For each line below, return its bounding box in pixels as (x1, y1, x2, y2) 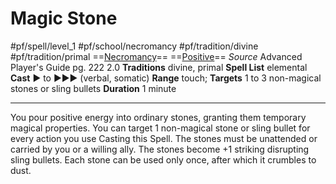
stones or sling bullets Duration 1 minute (10, 82, 177, 94)
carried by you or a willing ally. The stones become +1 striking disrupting (10, 143, 310, 155)
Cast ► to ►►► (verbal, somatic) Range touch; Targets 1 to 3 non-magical (10, 72, 322, 84)
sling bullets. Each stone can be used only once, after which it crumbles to (10, 153, 317, 166)
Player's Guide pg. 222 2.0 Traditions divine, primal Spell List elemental (10, 61, 308, 73)
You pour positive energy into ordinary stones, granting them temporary (10, 111, 307, 123)
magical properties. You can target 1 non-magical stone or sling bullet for (10, 122, 311, 134)
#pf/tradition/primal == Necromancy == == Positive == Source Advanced (10, 50, 303, 62)
